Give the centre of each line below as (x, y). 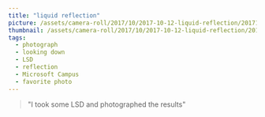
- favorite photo (44, 81)
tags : (17, 38)
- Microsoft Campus (47, 74)
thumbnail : (26, 30)
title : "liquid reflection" (54, 15)
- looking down (40, 52)
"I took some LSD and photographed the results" (106, 104)
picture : (22, 23)
